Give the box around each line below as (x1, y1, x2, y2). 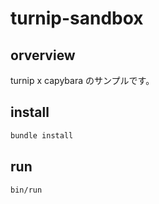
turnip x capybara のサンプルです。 (10, 75, 155, 86)
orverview (10, 47, 76, 64)
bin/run (10, 185, 43, 195)
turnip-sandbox (10, 7, 144, 30)
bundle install (10, 130, 74, 141)
